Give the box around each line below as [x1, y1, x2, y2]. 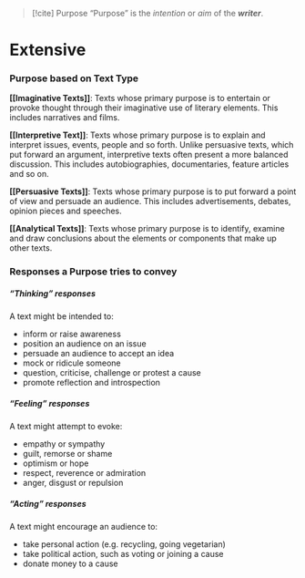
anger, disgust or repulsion [22, 478, 124, 489]
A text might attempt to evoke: [9, 421, 123, 432]
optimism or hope [22, 458, 89, 469]
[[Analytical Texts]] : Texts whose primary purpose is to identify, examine [9, 223, 285, 234]
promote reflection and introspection [22, 377, 161, 388]
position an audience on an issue [22, 338, 147, 349]
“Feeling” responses [9, 397, 90, 408]
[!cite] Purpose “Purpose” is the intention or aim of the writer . [31, 8, 264, 18]
